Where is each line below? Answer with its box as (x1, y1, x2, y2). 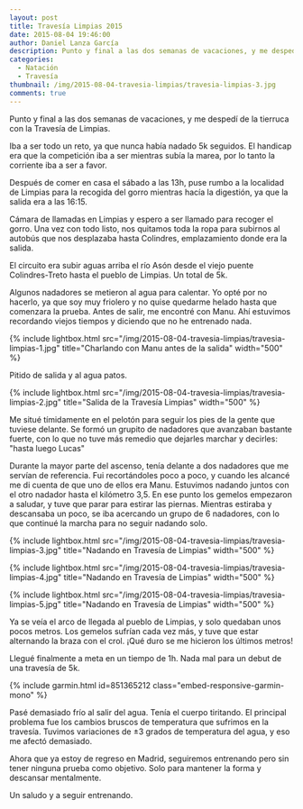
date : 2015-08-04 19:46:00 (9, 30, 111, 39)
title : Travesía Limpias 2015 (9, 22, 124, 31)
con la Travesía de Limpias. (9, 123, 111, 133)
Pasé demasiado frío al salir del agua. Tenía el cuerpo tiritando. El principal (9, 706, 287, 717)
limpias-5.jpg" (9, 598, 61, 609)
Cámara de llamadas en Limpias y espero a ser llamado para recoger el (9, 214, 274, 224)
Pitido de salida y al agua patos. (9, 369, 128, 380)
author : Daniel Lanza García (9, 38, 119, 48)
